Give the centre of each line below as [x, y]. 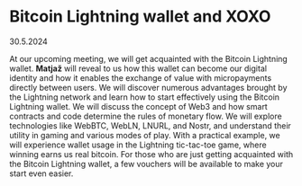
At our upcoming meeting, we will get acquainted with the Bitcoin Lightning [149, 58]
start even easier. [41, 173]
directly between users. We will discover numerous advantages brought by [148, 87]
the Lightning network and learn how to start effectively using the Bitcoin [145, 97]
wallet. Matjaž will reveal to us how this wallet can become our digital [138, 68]
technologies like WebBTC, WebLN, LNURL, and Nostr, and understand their [150, 125]
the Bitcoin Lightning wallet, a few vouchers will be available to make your [146, 164]
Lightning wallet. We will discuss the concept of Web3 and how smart [138, 106]
